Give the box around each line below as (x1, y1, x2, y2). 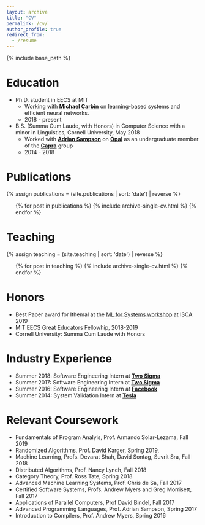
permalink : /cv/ (6, 20, 48, 26)
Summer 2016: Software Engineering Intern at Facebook (15, 385, 158, 392)
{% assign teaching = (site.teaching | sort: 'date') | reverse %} (6, 250, 163, 258)
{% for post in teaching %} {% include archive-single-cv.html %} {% (15, 262, 188, 270)
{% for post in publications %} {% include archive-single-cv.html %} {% (15, 202, 197, 209)
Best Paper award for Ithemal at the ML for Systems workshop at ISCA (15, 311, 193, 318)
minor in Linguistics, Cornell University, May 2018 (15, 128, 140, 136)
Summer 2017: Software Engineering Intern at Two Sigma (15, 378, 160, 386)
